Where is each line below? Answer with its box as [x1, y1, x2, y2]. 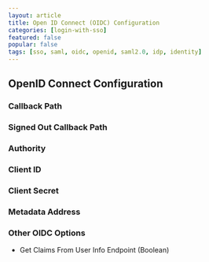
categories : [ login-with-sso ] [8, 26, 108, 34]
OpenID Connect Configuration [8, 77, 163, 90]
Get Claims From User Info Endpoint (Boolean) [19, 245, 170, 255]
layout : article [8, 11, 61, 20]
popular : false [8, 41, 58, 49]
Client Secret [8, 186, 59, 196]
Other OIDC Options [8, 227, 86, 238]
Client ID [8, 164, 42, 175]
